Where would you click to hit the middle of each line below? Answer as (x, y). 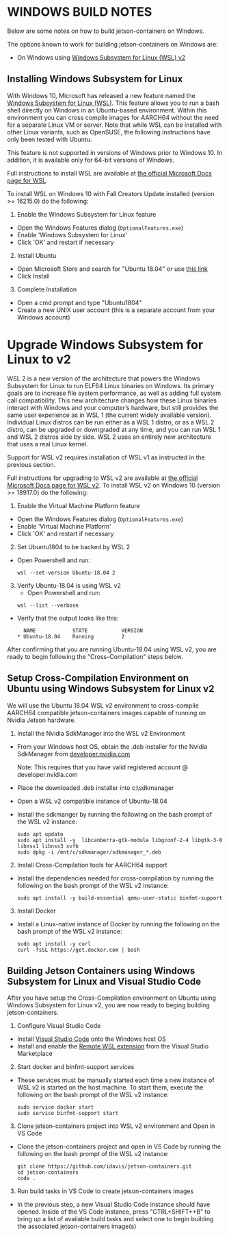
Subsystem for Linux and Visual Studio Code (104, 981)
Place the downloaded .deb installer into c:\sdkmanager (95, 788)
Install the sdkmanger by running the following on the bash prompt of (114, 814)
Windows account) (43, 317)
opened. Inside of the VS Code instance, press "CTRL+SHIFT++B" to (113, 1212)
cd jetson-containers (48, 1173)
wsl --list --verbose (48, 605)
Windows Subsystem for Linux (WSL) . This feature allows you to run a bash (113, 103)
